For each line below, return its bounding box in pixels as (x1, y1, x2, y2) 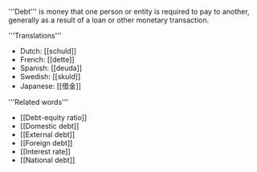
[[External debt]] (19, 130, 75, 139)
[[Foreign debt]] (19, 138, 73, 147)
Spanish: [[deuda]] (19, 63, 83, 73)
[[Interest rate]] (19, 147, 71, 156)
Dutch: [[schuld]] (19, 46, 77, 55)
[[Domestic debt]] (19, 122, 80, 130)
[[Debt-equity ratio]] (19, 113, 88, 122)
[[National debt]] (19, 155, 75, 165)
